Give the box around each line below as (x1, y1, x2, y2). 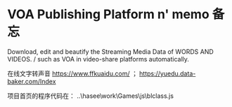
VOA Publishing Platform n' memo (7, 6, 210, 22)
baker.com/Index (7, 77, 56, 85)
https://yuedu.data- (139, 69, 196, 78)
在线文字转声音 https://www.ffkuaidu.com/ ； (7, 69, 138, 78)
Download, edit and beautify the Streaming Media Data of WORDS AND (7, 47, 214, 56)
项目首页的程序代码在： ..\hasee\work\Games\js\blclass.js (7, 92, 174, 100)
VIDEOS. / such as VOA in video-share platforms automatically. (7, 55, 190, 63)
